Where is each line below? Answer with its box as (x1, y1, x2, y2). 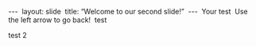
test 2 (8, 31, 28, 40)
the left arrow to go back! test (8, 15, 107, 25)
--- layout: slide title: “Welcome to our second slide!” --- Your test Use (8, 7, 248, 16)
